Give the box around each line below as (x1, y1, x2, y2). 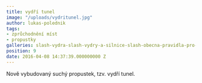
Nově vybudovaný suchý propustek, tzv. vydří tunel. (6, 70, 135, 77)
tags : (6, 25, 20, 32)
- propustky (6, 37, 36, 43)
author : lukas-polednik (6, 20, 66, 26)
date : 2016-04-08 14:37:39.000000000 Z (6, 54, 106, 60)
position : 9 (6, 48, 36, 54)
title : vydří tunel (6, 8, 55, 15)
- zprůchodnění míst (6, 31, 58, 37)
